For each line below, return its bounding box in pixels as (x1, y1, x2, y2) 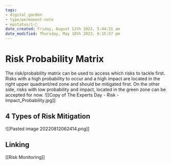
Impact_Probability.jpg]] (5, 97, 56, 103)
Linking (5, 140, 30, 149)
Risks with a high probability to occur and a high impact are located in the (5, 75, 160, 82)
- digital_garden (5, 12, 42, 17)
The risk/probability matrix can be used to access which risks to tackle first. (5, 70, 165, 76)
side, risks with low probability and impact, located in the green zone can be (5, 86, 166, 92)
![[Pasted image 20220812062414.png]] (5, 126, 90, 132)
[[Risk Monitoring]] (5, 154, 45, 160)
